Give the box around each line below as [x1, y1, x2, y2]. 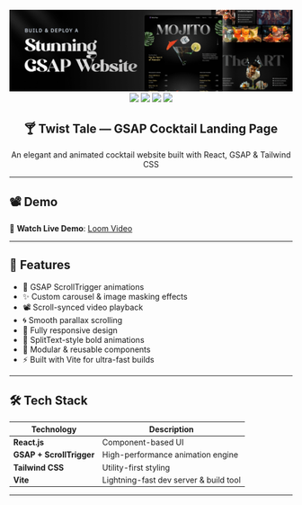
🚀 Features [9, 257, 71, 273]
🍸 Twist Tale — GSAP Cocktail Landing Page [23, 121, 279, 136]
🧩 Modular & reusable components [22, 344, 151, 355]
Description [148, 423, 194, 435]
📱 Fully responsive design [22, 324, 119, 336]
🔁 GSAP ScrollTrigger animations [22, 281, 145, 292]
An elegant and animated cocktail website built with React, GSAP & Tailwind [11, 149, 291, 160]
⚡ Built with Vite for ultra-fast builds [22, 354, 155, 365]
